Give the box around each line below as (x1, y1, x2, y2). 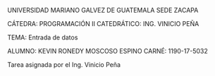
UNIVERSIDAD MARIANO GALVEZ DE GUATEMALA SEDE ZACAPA (7, 6, 199, 14)
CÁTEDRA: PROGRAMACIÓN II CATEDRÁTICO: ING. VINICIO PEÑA (7, 20, 199, 27)
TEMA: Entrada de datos (7, 33, 78, 42)
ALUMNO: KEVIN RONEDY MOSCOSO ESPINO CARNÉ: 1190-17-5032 (7, 47, 208, 55)
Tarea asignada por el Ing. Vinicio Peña (7, 61, 121, 69)
